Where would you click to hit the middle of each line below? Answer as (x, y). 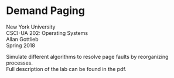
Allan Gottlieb (23, 39)
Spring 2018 (21, 45)
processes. (20, 63)
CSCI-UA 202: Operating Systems (47, 33)
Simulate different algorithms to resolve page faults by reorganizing (87, 56)
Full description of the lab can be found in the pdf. (66, 69)
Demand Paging (45, 11)
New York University (31, 27)
